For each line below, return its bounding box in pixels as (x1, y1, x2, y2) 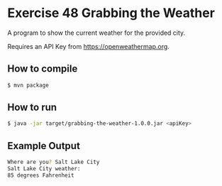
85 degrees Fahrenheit (7, 172, 74, 179)
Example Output (7, 140, 80, 152)
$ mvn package (7, 82, 50, 89)
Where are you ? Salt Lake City (7, 158, 100, 166)
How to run (7, 102, 57, 114)
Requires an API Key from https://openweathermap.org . (7, 42, 170, 50)
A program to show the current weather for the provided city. (7, 28, 186, 37)
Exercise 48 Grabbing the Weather (7, 5, 215, 21)
